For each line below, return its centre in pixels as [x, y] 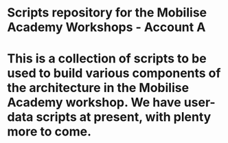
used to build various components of [114, 73]
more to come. [49, 132]
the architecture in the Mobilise [98, 88]
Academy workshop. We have [94, 103]
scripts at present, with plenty [124, 117]
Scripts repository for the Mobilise [107, 13]
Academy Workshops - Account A [106, 27]
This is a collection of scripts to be [107, 59]
